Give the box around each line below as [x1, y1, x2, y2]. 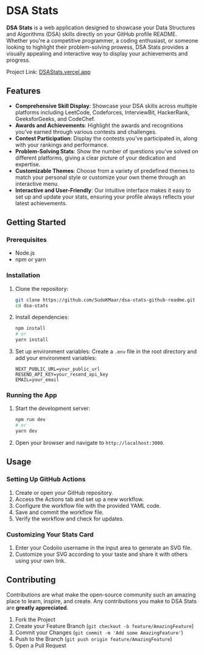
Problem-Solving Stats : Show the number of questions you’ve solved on [15, 147, 199, 155]
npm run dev [15, 417, 46, 423]
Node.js [15, 249, 35, 257]
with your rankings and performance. [15, 141, 108, 148]
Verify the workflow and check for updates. [15, 514, 124, 522]
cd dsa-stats [15, 302, 49, 309]
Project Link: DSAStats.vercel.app [6, 68, 91, 75]
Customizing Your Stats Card [6, 530, 94, 538]
